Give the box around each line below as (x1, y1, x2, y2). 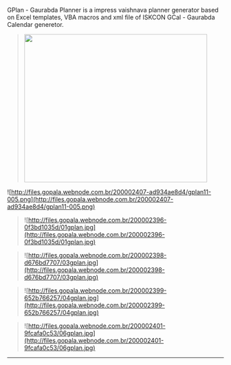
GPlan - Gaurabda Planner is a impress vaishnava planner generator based (7, 6, 219, 14)
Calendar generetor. (7, 21, 64, 28)
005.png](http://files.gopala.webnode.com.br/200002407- (7, 196, 174, 203)
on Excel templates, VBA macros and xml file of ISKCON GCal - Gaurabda (7, 13, 215, 21)
